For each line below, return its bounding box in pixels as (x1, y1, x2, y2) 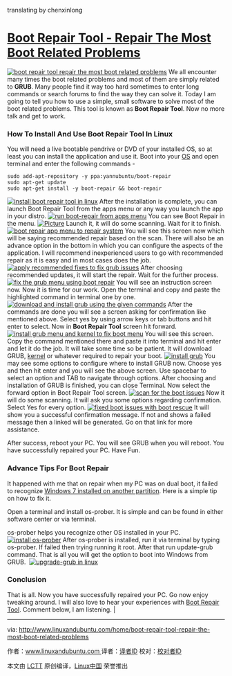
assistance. (7, 425, 40, 434)
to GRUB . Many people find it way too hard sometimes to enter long (7, 82, 200, 91)
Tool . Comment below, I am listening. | (7, 605, 116, 614)
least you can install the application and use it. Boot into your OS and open (7, 152, 219, 161)
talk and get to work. (7, 112, 66, 120)
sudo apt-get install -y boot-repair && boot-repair (7, 185, 162, 193)
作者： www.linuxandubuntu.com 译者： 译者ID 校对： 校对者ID (7, 647, 182, 655)
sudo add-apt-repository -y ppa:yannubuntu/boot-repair (7, 173, 171, 180)
